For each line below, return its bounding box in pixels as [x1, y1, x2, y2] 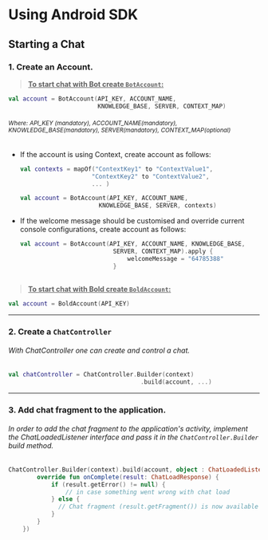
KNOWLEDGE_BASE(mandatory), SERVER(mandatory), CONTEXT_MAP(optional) [8, 126, 231, 135]
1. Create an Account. [8, 61, 93, 73]
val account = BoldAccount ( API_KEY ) [8, 300, 130, 308]
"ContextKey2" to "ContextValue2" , [91, 172, 210, 180]
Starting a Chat [8, 37, 85, 51]
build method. [8, 441, 54, 451]
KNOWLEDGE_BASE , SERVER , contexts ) [98, 202, 217, 210]
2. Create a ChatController [8, 325, 112, 337]
